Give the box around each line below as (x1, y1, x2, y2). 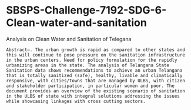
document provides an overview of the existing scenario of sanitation (6, 88, 185, 94)
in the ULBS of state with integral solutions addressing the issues (6, 93, 180, 99)
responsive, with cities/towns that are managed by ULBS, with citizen (6, 78, 185, 84)
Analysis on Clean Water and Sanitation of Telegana (6, 35, 132, 42)
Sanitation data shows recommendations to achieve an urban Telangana (6, 67, 183, 74)
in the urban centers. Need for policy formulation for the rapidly (6, 57, 177, 63)
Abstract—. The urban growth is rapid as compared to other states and (6, 46, 185, 53)
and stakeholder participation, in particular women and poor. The (6, 83, 175, 89)
